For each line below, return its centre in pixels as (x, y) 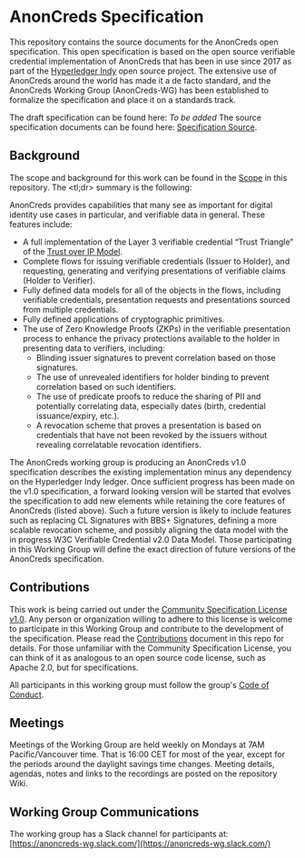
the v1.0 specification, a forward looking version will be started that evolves (150, 491)
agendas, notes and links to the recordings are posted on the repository (143, 773)
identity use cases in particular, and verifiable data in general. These (138, 214)
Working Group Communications (104, 812)
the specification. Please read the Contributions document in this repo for (147, 638)
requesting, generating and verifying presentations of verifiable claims (154, 271)
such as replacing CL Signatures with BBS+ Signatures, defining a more (143, 520)
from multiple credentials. (70, 309)
